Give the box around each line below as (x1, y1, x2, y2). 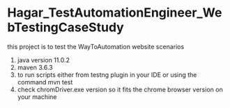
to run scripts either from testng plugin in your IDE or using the (17, 71, 197, 79)
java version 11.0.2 (17, 55, 70, 64)
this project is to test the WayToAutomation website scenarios (7, 42, 185, 51)
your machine (17, 92, 57, 101)
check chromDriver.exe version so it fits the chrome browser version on (17, 85, 223, 93)
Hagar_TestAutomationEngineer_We (7, 5, 222, 21)
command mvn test (17, 78, 73, 86)
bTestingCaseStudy (7, 19, 124, 35)
